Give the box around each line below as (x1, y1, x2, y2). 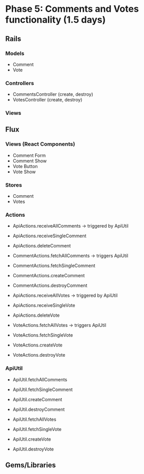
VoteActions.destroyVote (12, 352, 66, 358)
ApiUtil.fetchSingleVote (12, 426, 61, 432)
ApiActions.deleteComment (12, 243, 71, 249)
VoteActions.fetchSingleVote (12, 332, 73, 338)
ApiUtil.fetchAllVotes (12, 416, 56, 422)
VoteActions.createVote (12, 342, 63, 348)
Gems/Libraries (5, 461, 56, 469)
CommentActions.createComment (12, 273, 85, 279)
